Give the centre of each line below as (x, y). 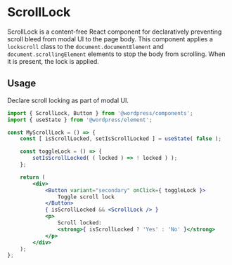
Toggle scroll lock (86, 197)
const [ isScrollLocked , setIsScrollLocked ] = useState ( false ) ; (121, 139)
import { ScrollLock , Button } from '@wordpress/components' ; (100, 113)
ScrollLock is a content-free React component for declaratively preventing (115, 32)
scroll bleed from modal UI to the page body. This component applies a (110, 39)
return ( (33, 177)
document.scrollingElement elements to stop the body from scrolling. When (117, 54)
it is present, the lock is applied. (53, 61)
